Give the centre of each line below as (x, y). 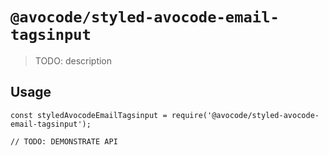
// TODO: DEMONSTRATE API (64, 141)
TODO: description (73, 60)
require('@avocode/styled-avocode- (245, 115)
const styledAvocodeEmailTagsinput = (89, 115)
